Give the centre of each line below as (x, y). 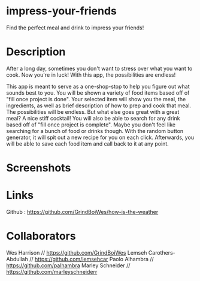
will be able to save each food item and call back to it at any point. (87, 143)
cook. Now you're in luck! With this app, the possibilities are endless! (91, 75)
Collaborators (41, 236)
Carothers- (162, 252)
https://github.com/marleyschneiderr (52, 271)
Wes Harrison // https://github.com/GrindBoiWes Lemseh (77, 252)
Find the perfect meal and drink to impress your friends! (75, 28)
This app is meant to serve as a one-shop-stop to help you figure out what (98, 86)
